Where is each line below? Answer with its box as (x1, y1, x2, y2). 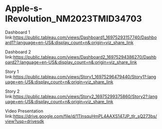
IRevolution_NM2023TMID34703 (5, 13, 142, 24)
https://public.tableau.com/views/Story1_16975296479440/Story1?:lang (13, 74, 157, 80)
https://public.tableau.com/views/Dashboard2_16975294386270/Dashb (13, 54, 157, 60)
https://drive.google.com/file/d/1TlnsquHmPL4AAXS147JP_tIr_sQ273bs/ (13, 113, 157, 119)
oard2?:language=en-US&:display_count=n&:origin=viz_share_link (5, 59, 137, 65)
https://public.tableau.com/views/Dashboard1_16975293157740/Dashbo (13, 34, 157, 40)
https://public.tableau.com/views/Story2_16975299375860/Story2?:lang (13, 93, 158, 99)
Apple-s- (5, 3, 43, 14)
